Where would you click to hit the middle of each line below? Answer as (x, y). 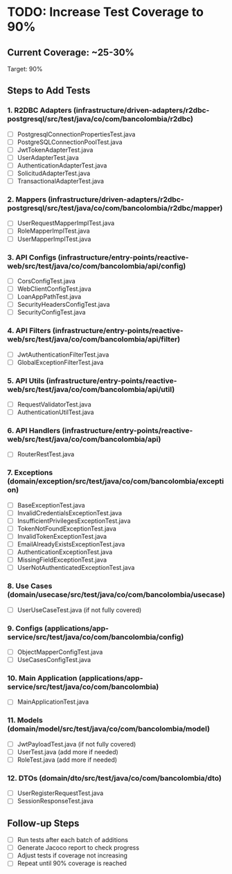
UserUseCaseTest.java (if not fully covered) (79, 609)
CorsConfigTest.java (46, 280)
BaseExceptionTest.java (51, 505)
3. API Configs (32, 257)
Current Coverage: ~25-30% (71, 52)
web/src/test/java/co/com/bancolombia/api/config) (97, 266)
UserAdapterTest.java (48, 157)
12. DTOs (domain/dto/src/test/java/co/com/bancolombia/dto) (114, 778)
